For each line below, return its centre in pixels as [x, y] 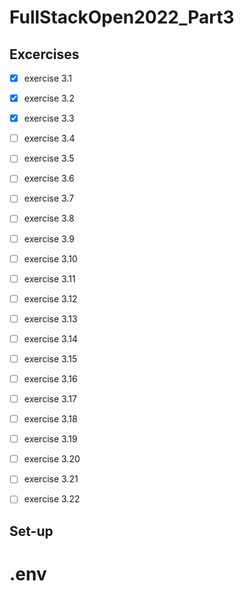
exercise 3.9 [49, 238]
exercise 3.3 [49, 118]
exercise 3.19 [50, 439]
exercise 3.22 [52, 499]
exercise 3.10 [50, 258]
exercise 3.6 [49, 178]
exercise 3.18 [50, 419]
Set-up [31, 531]
